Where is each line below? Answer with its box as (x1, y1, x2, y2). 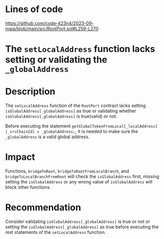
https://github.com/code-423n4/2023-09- (5, 20, 94, 26)
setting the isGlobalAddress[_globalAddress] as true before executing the (5, 223, 159, 230)
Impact (5, 151, 35, 163)
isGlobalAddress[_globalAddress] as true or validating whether (5, 108, 136, 114)
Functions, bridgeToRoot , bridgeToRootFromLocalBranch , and (5, 168, 130, 174)
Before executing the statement (5, 123, 71, 129)
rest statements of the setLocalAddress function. (5, 229, 106, 235)
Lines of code (5, 4, 63, 15)
